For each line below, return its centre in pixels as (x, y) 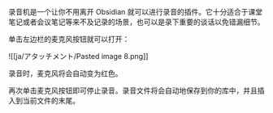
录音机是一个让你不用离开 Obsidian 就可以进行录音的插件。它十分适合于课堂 (136, 12)
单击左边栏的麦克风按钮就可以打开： (69, 39)
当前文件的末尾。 (51, 100)
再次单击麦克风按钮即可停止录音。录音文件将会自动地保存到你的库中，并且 (133, 90)
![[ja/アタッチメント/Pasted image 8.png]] (78, 56)
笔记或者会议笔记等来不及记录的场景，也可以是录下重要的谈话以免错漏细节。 (136, 22)
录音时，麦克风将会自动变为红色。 (65, 73)
